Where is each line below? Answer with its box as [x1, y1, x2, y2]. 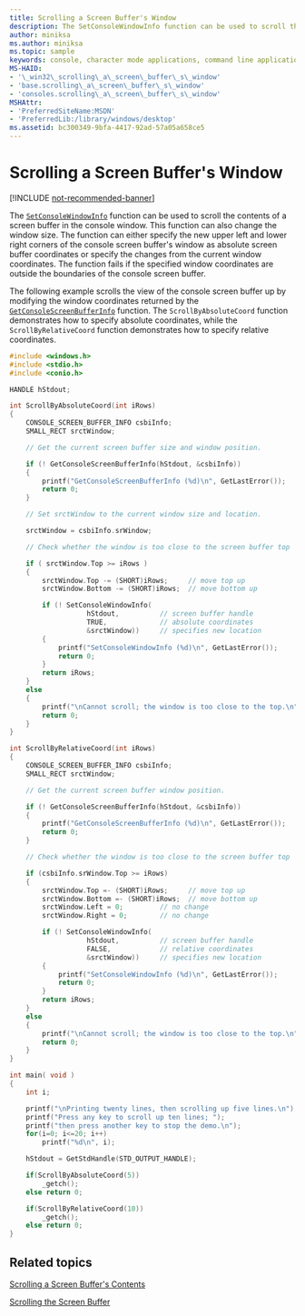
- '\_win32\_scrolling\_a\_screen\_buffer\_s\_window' [9, 73, 221, 82]
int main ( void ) [9, 1070, 75, 1080]
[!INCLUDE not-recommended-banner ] [9, 192, 155, 203]
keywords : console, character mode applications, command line [9, 55, 254, 65]
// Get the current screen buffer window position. [25, 786, 225, 795]
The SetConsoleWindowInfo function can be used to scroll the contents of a [9, 210, 288, 221]
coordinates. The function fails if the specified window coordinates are [9, 258, 274, 269]
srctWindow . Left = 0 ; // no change [42, 902, 209, 912]
